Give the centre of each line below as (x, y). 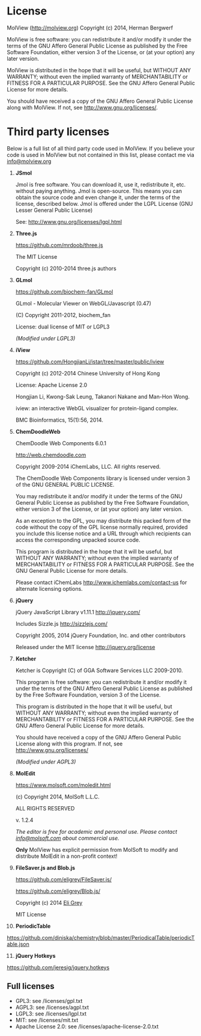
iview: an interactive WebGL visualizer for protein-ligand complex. (97, 408)
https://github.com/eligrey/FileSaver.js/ (64, 879)
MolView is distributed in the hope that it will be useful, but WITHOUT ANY (99, 70)
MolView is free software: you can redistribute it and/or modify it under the (99, 39)
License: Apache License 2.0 (51, 385)
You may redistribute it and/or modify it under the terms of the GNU (99, 496)
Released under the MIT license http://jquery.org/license (85, 647)
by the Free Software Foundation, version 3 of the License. (88, 695)
